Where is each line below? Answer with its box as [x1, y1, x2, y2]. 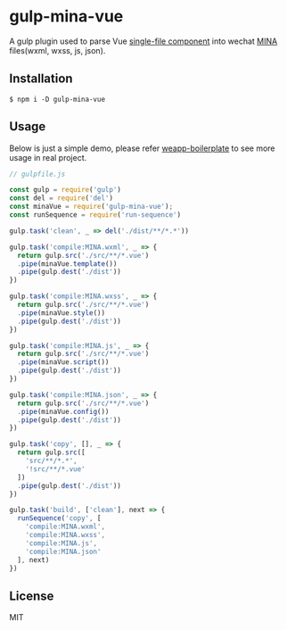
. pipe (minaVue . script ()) [17, 358, 110, 367]
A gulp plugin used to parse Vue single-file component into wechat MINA [9, 36, 278, 46]
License [9, 588, 54, 603]
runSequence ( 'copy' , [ [17, 514, 102, 523]
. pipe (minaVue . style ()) [17, 308, 105, 318]
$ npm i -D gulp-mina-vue [9, 95, 105, 104]
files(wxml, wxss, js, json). [9, 45, 106, 55]
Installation [9, 71, 73, 87]
